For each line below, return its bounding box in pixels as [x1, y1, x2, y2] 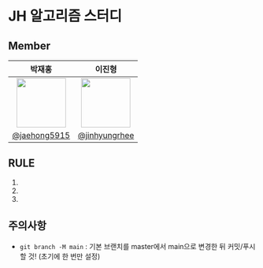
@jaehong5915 [12, 130, 71, 140]
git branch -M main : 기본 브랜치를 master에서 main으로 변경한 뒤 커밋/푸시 [19, 241, 256, 251]
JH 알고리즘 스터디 [8, 7, 122, 25]
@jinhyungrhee [77, 130, 135, 140]
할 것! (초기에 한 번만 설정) [19, 251, 101, 261]
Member [8, 39, 51, 52]
